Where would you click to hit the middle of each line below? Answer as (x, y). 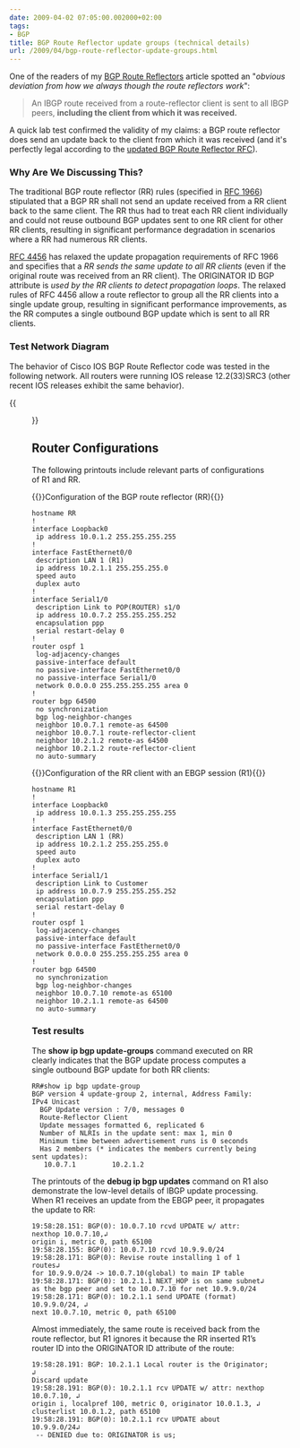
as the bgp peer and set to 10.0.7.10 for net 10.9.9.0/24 (144, 1289)
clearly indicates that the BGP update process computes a (139, 1060)
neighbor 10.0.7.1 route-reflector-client (116, 733)
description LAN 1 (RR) (80, 836)
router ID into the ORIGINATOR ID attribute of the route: (133, 1348)
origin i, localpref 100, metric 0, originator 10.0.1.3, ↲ (146, 1403)
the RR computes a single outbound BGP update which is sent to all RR (140, 314)
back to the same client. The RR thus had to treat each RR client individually (149, 211)
